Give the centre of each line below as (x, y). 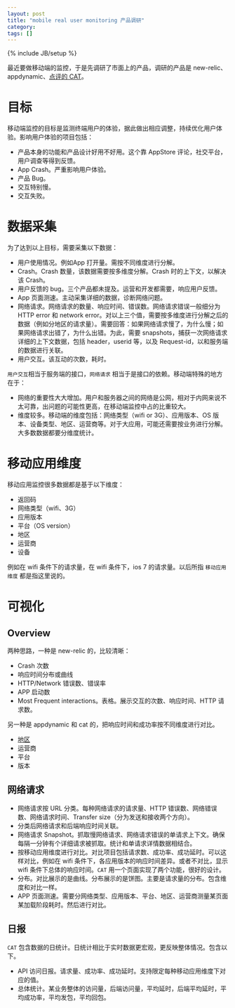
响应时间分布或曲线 (45, 675)
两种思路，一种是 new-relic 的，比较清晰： (69, 651)
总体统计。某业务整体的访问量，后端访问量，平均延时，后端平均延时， (119, 988)
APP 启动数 (34, 692)
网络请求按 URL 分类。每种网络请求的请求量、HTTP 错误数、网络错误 (117, 808)
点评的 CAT (65, 77)
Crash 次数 (33, 666)
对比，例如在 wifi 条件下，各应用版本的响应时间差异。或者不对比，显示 (126, 861)
